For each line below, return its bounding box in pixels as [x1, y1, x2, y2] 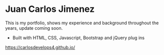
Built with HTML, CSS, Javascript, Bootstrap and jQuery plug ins [12, 35, 145, 41]
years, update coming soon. [5, 25, 63, 31]
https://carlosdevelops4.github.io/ [5, 44, 75, 50]
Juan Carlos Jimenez [5, 3, 95, 15]
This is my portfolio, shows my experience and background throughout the [5, 20, 159, 26]
